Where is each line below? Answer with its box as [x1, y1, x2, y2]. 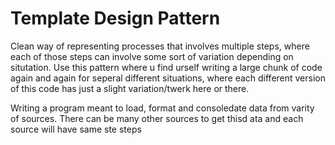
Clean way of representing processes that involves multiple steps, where [10, 40, 310, 52]
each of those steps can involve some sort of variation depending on [10, 50, 294, 62]
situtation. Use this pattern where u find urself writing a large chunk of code [10, 61, 323, 73]
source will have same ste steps [10, 123, 142, 135]
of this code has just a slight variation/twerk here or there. [10, 82, 250, 94]
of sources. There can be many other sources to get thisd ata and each [10, 112, 304, 124]
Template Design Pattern [10, 7, 221, 30]
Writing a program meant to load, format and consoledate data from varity [10, 102, 315, 114]
